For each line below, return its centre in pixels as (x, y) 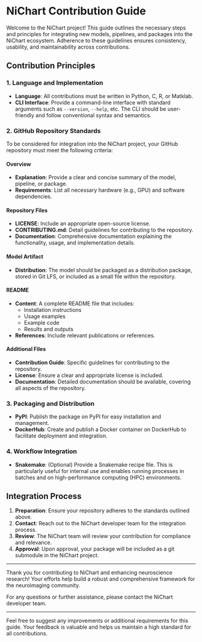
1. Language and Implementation (55, 83)
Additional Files (26, 349)
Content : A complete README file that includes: (75, 303)
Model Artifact (25, 256)
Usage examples (45, 316)
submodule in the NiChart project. (57, 555)
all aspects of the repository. (50, 388)
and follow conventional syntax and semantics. (94, 115)
